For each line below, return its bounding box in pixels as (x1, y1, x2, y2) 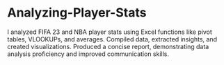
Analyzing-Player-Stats (7, 5, 147, 21)
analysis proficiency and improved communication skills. (7, 50, 169, 58)
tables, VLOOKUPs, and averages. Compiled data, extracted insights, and (7, 35, 218, 43)
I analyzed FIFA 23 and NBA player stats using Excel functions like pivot (7, 28, 212, 36)
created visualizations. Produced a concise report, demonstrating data (7, 42, 209, 50)
